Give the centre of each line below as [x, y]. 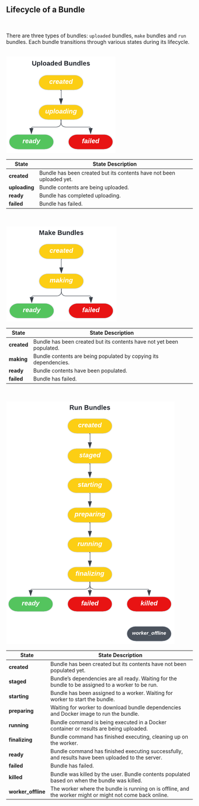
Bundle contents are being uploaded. [84, 187]
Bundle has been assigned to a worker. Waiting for [111, 693]
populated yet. [68, 670]
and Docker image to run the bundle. [95, 714]
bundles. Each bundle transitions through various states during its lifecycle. [98, 42]
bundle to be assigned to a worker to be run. [104, 684]
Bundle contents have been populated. [80, 371]
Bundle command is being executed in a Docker [108, 722]
